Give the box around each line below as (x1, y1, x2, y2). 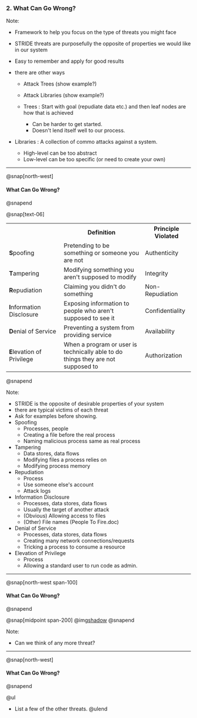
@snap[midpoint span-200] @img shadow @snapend (6, 617, 135, 624)
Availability (145, 327, 175, 335)
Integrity (145, 269, 168, 277)
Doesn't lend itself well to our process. (32, 127, 125, 134)
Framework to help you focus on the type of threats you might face (14, 29, 177, 36)
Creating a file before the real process (23, 431, 116, 438)
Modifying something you (63, 266, 134, 274)
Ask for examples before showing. (14, 412, 98, 420)
